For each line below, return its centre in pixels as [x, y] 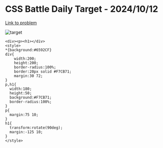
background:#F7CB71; [31, 97]
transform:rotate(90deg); [36, 128]
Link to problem [21, 23]
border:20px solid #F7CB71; [43, 72]
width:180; [21, 89]
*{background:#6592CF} [28, 50]
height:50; [21, 93]
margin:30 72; [28, 76]
